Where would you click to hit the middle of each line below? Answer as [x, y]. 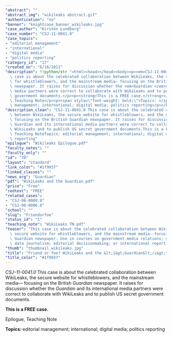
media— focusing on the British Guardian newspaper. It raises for [74, 283]
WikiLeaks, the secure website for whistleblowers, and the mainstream [80, 278]
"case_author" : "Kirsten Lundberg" [43, 29]
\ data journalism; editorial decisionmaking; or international [80, 243]
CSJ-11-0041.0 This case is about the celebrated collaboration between [81, 272]
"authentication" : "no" [31, 19]
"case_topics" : [21, 39]
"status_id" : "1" [24, 220]
